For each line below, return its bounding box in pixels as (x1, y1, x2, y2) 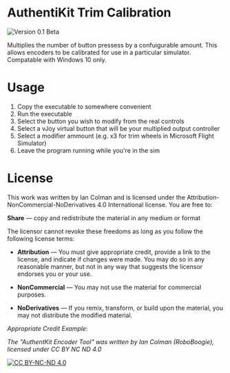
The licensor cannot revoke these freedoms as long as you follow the (7, 227, 203, 235)
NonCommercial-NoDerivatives (7, 200, 96, 209)
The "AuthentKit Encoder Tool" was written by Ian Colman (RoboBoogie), (7, 337, 215, 345)
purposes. (17, 290, 47, 299)
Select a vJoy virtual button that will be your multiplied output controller (17, 124, 220, 132)
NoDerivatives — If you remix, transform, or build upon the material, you (17, 303, 224, 312)
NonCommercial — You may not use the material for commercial (17, 283, 202, 291)
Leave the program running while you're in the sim (17, 146, 160, 154)
